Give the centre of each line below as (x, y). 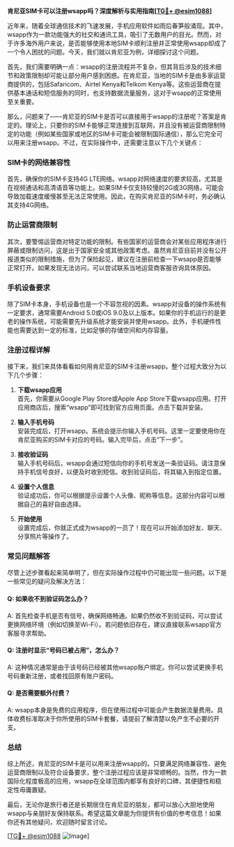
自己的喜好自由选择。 (54, 504)
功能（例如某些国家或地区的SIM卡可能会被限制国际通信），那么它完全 (118, 134)
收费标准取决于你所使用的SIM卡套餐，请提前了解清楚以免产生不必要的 (113, 719)
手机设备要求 (29, 287)
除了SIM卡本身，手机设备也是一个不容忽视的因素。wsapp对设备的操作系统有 (117, 303)
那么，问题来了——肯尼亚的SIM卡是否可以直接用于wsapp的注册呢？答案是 (114, 117)
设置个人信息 (36, 487)
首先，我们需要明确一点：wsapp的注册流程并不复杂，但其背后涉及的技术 (111, 67)
